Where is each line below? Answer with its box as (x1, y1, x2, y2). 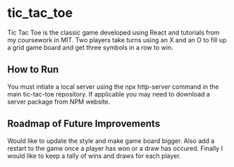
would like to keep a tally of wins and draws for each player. (7, 151, 181, 160)
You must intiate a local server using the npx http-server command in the (7, 82, 219, 91)
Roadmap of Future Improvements (7, 118, 161, 130)
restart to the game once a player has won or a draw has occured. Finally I (7, 144, 223, 152)
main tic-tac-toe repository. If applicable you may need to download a (7, 89, 210, 98)
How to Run (7, 63, 59, 75)
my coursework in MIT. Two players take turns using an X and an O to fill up (7, 35, 227, 44)
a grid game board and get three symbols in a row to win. (7, 43, 174, 51)
